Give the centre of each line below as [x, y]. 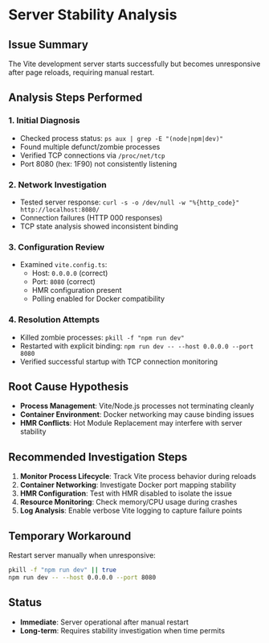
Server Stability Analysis [93, 15]
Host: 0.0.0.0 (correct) [70, 273]
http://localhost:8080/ [60, 210]
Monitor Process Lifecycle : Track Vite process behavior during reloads [138, 476]
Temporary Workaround [70, 536]
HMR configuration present [77, 291]
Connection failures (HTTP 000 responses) [91, 217]
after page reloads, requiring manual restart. [82, 72]
